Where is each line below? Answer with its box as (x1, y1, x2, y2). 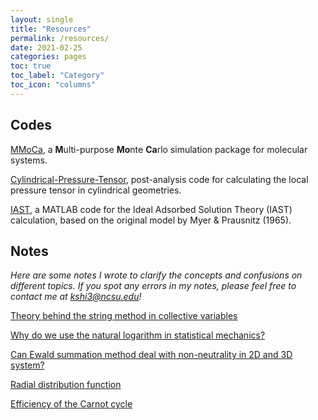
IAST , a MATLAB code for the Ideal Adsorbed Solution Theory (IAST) (10, 203, 293, 215)
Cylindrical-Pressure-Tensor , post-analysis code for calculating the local (10, 173, 309, 185)
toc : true (10, 61, 52, 71)
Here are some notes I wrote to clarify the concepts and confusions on (10, 269, 303, 281)
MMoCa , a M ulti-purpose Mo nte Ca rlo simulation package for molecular (10, 143, 308, 155)
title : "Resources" (10, 24, 92, 34)
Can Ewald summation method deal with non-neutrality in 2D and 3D (10, 349, 293, 361)
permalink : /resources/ (10, 33, 110, 43)
